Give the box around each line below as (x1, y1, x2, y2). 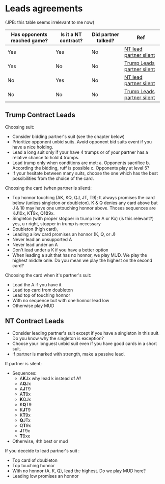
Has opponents (11, 31, 48, 37)
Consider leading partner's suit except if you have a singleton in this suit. (12, 330, 160, 336)
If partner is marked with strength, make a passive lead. (12, 351, 125, 357)
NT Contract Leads (5, 317, 64, 325)
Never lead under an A (12, 242, 58, 247)
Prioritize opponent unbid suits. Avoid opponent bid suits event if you (12, 138, 152, 144)
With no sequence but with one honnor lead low (12, 297, 110, 303)
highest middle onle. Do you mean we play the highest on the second (12, 257, 152, 263)
